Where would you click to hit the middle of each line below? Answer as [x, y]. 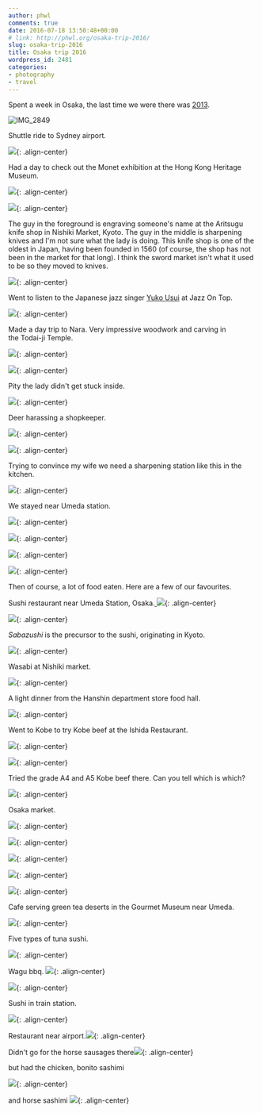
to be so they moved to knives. [58, 266]
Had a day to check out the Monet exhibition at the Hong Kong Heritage [125, 167]
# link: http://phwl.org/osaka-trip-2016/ [79, 38]
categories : [28, 67]
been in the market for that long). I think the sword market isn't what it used [131, 257]
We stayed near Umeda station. [59, 505]
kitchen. [21, 474]
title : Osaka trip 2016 [47, 52]
